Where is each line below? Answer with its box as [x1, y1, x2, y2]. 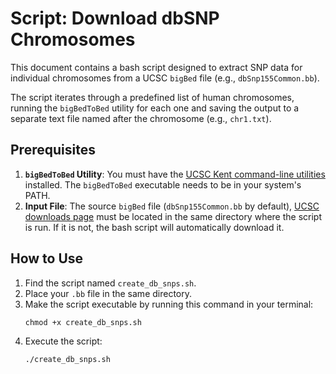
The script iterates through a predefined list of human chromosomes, [10, 91, 295, 103]
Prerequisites [10, 142, 96, 159]
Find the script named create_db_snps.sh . [24, 277, 197, 289]
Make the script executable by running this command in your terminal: [24, 298, 314, 310]
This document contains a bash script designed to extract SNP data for [10, 61, 303, 73]
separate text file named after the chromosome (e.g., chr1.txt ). [10, 112, 272, 124]
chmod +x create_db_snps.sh [24, 317, 142, 327]
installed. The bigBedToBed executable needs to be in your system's [24, 178, 302, 191]
